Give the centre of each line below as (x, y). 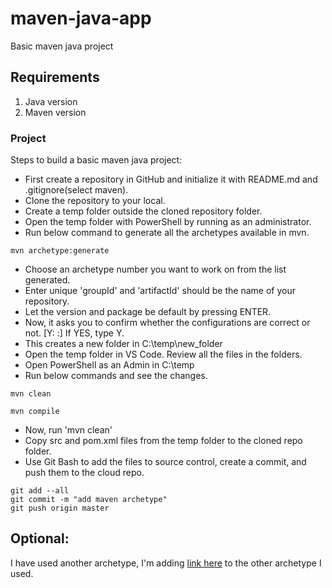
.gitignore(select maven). (76, 190)
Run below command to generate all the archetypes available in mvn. (167, 233)
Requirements (55, 77)
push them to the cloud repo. (84, 473)
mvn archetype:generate (60, 251)
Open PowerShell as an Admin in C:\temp (109, 365)
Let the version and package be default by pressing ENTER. (148, 312)
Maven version (55, 112)
